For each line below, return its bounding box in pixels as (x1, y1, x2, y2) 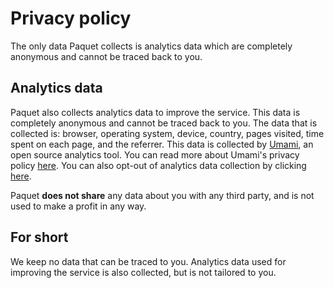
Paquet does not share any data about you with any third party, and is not (10, 189, 315, 201)
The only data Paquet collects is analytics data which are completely (10, 40, 293, 52)
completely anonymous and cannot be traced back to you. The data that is (10, 117, 318, 129)
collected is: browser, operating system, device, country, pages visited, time (10, 127, 325, 139)
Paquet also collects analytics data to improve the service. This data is (10, 106, 301, 118)
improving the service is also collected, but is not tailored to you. (10, 266, 277, 278)
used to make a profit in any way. (10, 200, 147, 212)
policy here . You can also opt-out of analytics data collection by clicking (10, 159, 307, 171)
